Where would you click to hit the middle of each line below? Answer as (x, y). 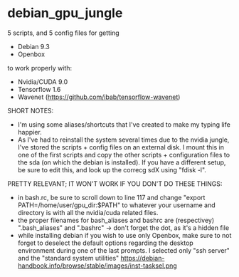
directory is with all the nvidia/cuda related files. (88, 212)
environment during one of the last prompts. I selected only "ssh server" (123, 250)
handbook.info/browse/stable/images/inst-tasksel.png (97, 266)
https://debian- (143, 258)
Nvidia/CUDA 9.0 (43, 82)
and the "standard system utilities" (68, 258)
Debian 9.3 (33, 46)
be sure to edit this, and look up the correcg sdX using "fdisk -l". (112, 169)
